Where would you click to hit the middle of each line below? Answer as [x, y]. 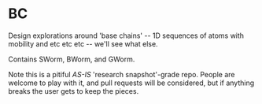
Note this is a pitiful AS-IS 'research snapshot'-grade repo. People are [122, 74]
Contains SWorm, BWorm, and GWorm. [72, 59]
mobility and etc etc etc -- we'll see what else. [83, 43]
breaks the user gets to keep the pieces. [74, 91]
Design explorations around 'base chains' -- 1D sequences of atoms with [126, 35]
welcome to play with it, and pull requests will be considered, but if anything [131, 83]
